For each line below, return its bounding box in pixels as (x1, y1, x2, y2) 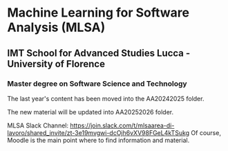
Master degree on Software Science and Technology (7, 78, 188, 88)
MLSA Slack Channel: (7, 121, 69, 130)
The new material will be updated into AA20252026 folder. (7, 107, 174, 116)
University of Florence (7, 57, 106, 70)
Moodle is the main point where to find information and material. (7, 136, 190, 144)
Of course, (191, 128, 221, 136)
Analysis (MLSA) (7, 19, 106, 35)
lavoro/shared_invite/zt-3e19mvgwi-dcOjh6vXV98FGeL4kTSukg (7, 128, 190, 136)
